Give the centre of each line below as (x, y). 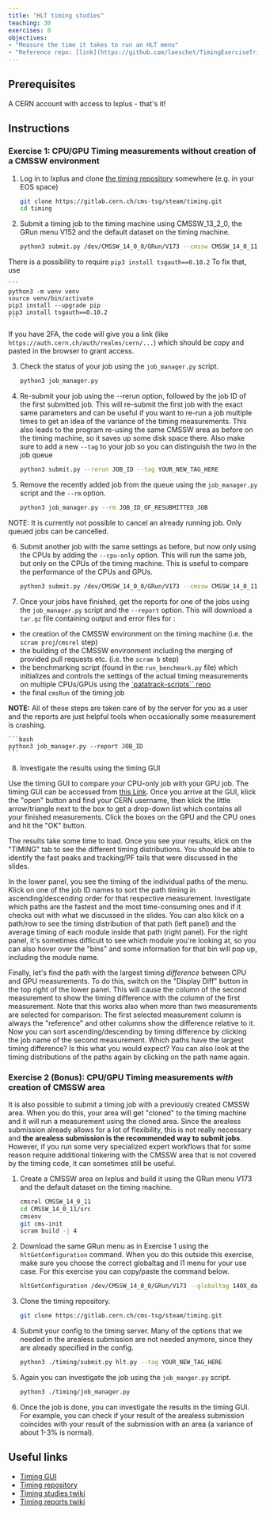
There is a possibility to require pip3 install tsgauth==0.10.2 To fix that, (127, 262)
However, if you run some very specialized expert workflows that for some (130, 1146)
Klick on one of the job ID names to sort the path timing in (102, 889)
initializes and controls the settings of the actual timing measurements (134, 675)
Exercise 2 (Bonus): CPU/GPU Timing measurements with (121, 1077)
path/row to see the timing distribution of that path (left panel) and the (122, 923)
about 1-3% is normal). (57, 1432)
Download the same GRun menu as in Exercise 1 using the (114, 1246)
